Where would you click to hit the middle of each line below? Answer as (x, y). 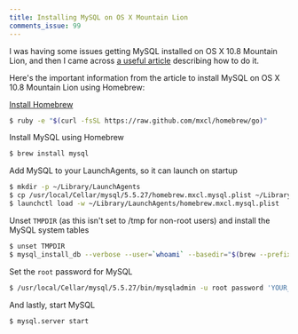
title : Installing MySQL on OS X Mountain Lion (99, 17)
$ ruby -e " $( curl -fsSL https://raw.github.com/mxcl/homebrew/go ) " (138, 121)
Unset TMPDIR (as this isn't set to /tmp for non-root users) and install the (140, 220)
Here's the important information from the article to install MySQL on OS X (145, 77)
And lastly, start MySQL (52, 305)
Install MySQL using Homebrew (67, 138)
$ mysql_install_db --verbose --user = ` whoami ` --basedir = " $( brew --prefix (150, 254)
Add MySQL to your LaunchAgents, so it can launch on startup (123, 171)
